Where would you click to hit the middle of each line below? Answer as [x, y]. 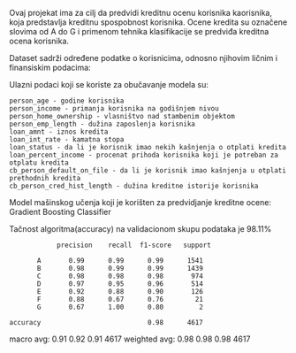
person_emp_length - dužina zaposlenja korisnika [102, 124]
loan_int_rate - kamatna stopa [67, 140]
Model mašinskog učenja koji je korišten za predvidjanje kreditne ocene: [140, 202]
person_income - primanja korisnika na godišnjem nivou [114, 109]
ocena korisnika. [39, 41]
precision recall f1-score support [134, 245]
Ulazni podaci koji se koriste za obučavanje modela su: [109, 84]
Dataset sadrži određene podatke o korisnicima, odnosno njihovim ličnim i [144, 58]
